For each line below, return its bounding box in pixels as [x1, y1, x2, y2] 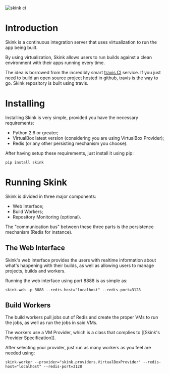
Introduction [5, 23, 59, 34]
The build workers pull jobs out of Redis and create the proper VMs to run [5, 314, 158, 320]
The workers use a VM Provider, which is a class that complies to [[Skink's [5, 330, 160, 336]
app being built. [5, 44, 38, 50]
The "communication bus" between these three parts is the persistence [5, 224, 154, 230]
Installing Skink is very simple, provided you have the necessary [5, 114, 139, 121]
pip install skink [5, 159, 44, 165]
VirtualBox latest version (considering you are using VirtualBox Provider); [12, 135, 164, 141]
